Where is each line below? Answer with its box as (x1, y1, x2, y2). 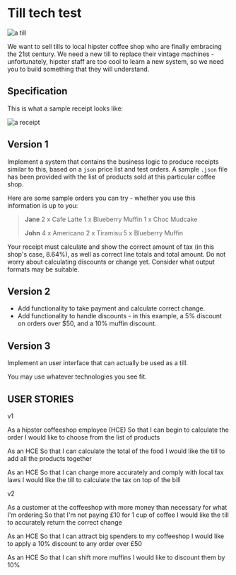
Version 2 (7, 285, 51, 297)
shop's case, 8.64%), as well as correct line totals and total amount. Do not (7, 250, 226, 258)
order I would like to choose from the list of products (7, 433, 160, 441)
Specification (7, 85, 68, 97)
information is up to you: (7, 201, 78, 210)
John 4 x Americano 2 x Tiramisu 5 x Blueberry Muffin (24, 228, 184, 237)
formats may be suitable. (7, 264, 80, 274)
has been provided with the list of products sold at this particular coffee (7, 172, 216, 181)
